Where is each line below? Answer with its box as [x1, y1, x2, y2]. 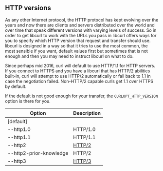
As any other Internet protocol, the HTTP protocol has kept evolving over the [5, 17, 159, 22]
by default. [5, 83, 27, 89]
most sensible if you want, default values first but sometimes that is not [5, 48, 148, 54]
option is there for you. [5, 98, 51, 104]
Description [72, 109, 101, 116]
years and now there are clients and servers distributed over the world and [5, 22, 155, 28]
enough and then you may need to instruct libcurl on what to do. [5, 53, 134, 59]
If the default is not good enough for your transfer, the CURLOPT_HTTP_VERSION [5, 93, 158, 99]
